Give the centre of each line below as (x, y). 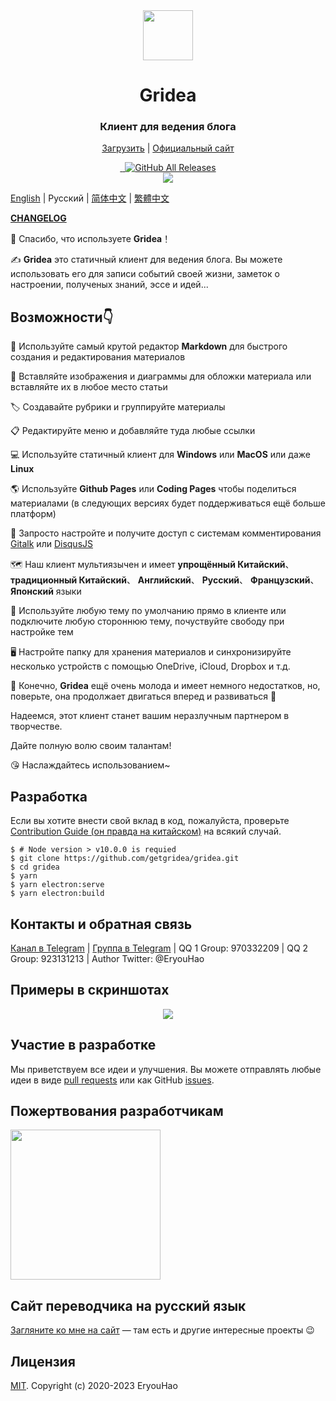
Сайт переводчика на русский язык (128, 1305)
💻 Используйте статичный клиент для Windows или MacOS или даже (160, 455)
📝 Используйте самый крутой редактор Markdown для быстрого (149, 346)
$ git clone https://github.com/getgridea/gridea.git (125, 859)
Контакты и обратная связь (101, 924)
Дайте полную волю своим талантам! (91, 746)
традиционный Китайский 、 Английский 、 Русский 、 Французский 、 (165, 580)
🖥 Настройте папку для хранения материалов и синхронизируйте (151, 652)
